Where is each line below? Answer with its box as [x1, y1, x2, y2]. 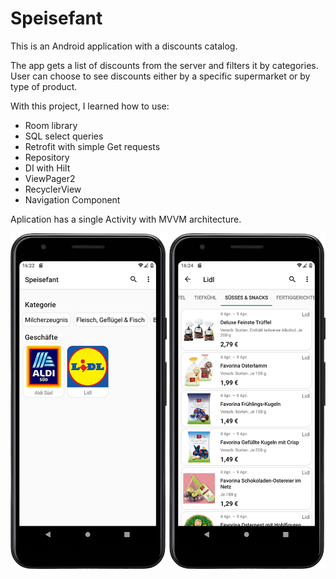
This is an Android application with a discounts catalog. [10, 40, 238, 52]
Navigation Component [24, 193, 121, 206]
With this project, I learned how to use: [10, 100, 170, 112]
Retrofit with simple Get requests [24, 140, 161, 152]
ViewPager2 [24, 172, 76, 184]
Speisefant [10, 7, 103, 30]
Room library [24, 119, 78, 131]
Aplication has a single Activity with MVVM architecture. [10, 213, 242, 225]
